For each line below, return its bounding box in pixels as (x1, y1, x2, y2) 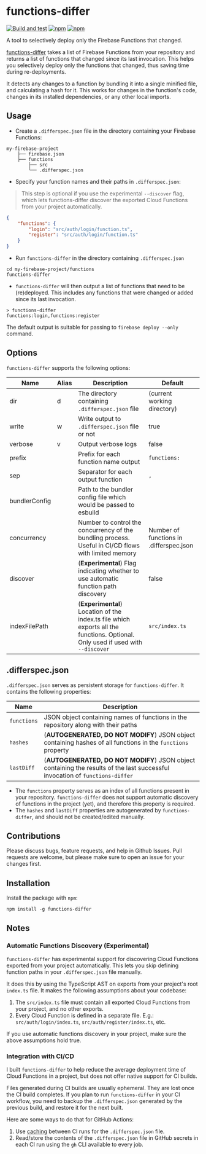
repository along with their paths (44, 720, 137, 729)
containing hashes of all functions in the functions (44, 738, 189, 747)
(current (148, 389, 172, 398)
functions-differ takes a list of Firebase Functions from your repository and (6, 48, 195, 56)
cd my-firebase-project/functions (6, 266, 95, 272)
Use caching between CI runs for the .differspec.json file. (15, 1128, 165, 1135)
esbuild (77, 508, 99, 517)
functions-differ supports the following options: (6, 364, 131, 371)
